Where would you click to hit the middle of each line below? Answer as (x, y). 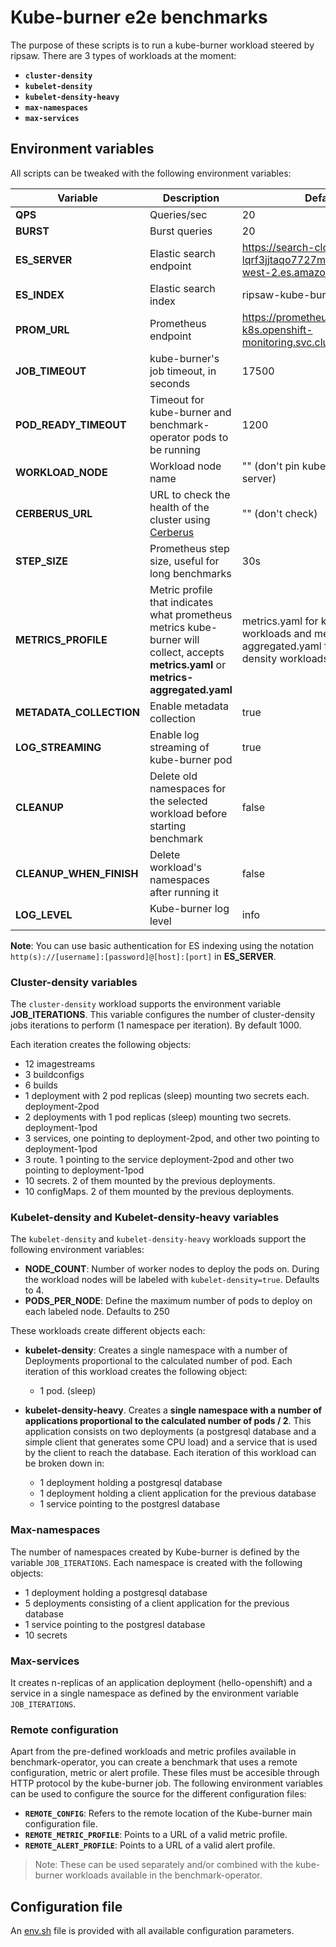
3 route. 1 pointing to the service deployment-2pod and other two (159, 1160)
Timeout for (177, 399)
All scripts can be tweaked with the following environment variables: (151, 173)
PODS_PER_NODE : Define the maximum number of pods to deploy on (168, 1301)
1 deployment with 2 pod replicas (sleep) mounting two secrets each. (167, 1096)
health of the (179, 507)
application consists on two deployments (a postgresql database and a (170, 1432)
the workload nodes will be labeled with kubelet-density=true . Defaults (172, 1280)
